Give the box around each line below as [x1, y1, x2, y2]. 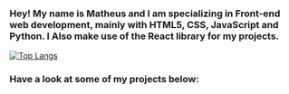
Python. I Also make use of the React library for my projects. [9, 30, 279, 42]
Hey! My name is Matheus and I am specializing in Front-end [9, 7, 281, 20]
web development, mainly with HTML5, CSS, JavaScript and [9, 18, 279, 31]
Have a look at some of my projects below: [9, 73, 199, 86]
